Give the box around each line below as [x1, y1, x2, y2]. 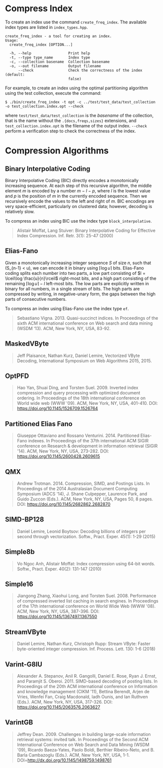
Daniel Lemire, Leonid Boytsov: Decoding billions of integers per [17, 528, 146, 534]
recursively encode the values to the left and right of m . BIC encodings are [5, 198, 155, 204]
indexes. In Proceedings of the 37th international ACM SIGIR [28, 438, 149, 444]
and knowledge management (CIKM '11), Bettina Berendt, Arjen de [17, 689, 150, 695]
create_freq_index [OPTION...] [9, 42, 73, 47]
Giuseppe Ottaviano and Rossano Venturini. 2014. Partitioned [17, 433, 140, 438]
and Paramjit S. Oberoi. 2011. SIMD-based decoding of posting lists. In [17, 678, 158, 684]
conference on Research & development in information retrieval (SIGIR [17, 443, 158, 449]
